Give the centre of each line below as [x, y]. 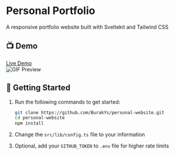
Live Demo [19, 63]
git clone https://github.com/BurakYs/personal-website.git [89, 112]
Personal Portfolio [51, 11]
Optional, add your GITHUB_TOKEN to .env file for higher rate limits [92, 146]
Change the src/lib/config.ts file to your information [80, 135]
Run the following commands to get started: [67, 102]
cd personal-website [40, 118]
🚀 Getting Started [38, 88]
